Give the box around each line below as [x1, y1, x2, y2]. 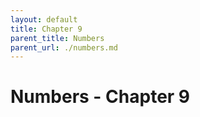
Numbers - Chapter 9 [10, 86, 191, 108]
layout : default [10, 14, 78, 25]
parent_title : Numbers [10, 33, 105, 43]
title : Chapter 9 [10, 24, 83, 34]
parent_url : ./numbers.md [10, 42, 118, 53]
